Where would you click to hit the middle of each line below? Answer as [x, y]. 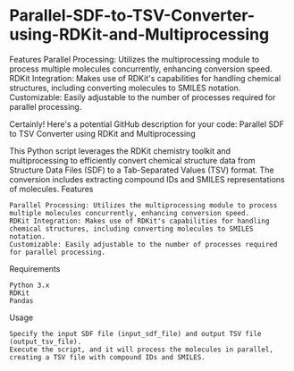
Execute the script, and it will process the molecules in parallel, [142, 350]
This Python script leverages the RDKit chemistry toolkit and [120, 151]
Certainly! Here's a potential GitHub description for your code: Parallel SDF [147, 124]
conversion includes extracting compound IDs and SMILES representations [147, 179]
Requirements [35, 268]
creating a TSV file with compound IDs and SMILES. [107, 357]
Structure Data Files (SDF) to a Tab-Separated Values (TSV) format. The [142, 170]
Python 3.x [29, 285]
